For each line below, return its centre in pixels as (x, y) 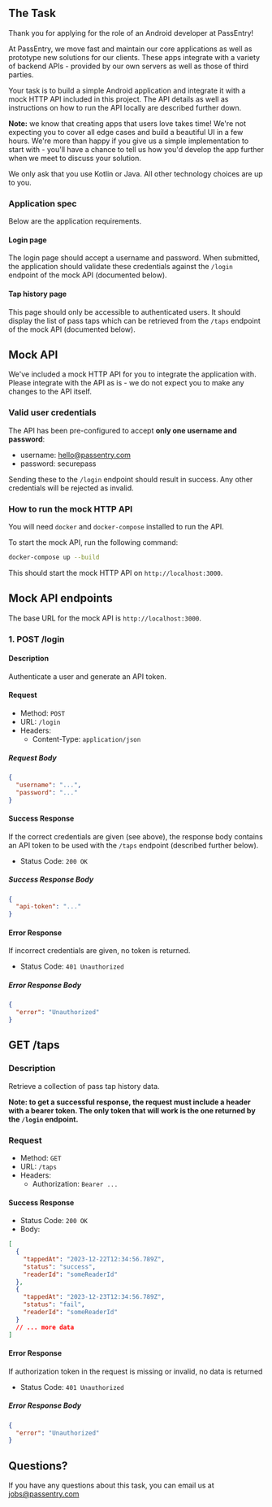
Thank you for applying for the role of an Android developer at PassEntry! (131, 33)
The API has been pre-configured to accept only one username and (123, 430)
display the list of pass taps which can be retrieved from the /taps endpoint (135, 320)
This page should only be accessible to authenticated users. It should (125, 311)
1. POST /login (37, 639)
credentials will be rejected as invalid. (71, 488)
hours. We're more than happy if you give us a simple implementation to (129, 141)
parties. (21, 74)
